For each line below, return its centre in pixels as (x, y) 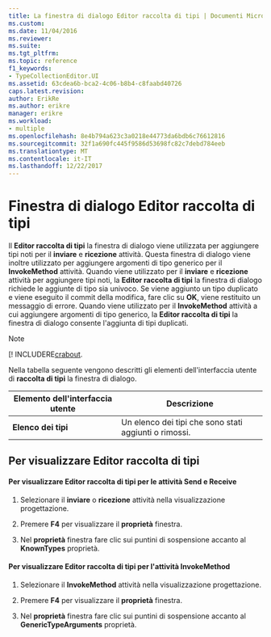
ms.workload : (30, 121)
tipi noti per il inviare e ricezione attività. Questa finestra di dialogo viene (130, 255)
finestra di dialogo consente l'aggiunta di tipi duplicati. (98, 323)
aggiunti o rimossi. (156, 432)
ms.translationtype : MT (48, 151)
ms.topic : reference (43, 61)
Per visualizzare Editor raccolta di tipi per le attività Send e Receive (123, 482)
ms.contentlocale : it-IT (50, 158)
